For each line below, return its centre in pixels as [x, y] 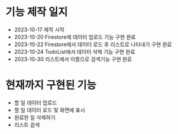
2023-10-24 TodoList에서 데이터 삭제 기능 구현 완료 [75, 51]
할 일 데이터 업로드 [35, 102]
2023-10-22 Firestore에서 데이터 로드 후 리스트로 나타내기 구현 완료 [93, 44]
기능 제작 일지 [37, 12]
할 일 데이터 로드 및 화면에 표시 [49, 110]
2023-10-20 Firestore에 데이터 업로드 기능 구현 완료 [75, 37]
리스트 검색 [27, 125]
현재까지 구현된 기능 [51, 85]
